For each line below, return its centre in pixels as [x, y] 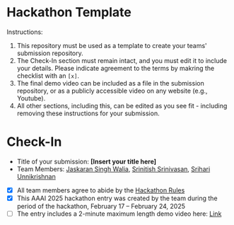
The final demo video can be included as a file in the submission [110, 83]
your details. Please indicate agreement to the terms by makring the [116, 68]
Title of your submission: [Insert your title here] [87, 161]
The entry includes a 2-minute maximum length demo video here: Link [119, 214]
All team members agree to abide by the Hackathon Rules [101, 190]
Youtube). [31, 98]
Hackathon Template [69, 12]
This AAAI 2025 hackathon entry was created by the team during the [117, 198]
